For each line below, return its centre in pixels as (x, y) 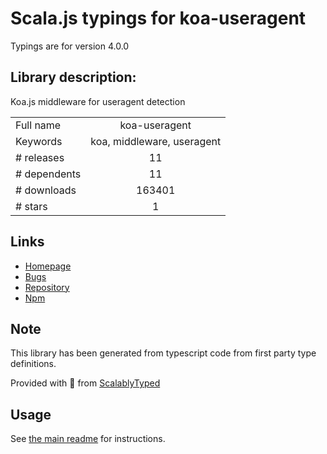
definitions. (33, 364)
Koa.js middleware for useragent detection (98, 101)
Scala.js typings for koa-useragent (158, 18)
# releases (40, 157)
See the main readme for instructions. (88, 439)
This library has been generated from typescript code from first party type (163, 353)
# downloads (46, 190)
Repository (47, 287)
